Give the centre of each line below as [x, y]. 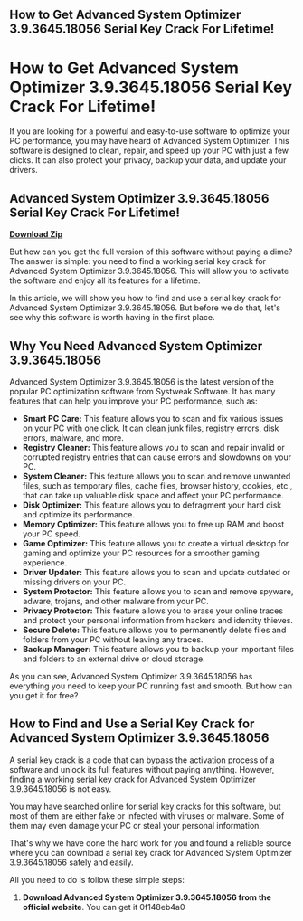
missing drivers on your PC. [74, 582]
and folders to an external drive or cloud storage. [114, 659]
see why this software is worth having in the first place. [112, 318]
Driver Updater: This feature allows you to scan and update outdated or [156, 572]
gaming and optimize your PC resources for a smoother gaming [141, 553]
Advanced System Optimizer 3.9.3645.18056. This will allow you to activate [149, 271]
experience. [45, 562]
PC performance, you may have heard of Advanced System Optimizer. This [149, 141]
